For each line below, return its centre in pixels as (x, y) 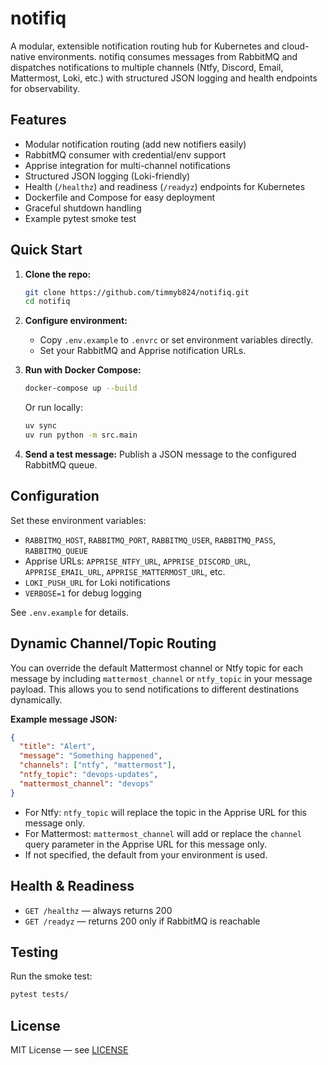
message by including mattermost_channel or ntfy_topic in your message (161, 678)
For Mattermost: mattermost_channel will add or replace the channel (163, 833)
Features (38, 120)
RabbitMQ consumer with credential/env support (125, 154)
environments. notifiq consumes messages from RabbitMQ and (167, 56)
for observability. (45, 88)
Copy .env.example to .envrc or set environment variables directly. (176, 340)
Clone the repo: (58, 274)
